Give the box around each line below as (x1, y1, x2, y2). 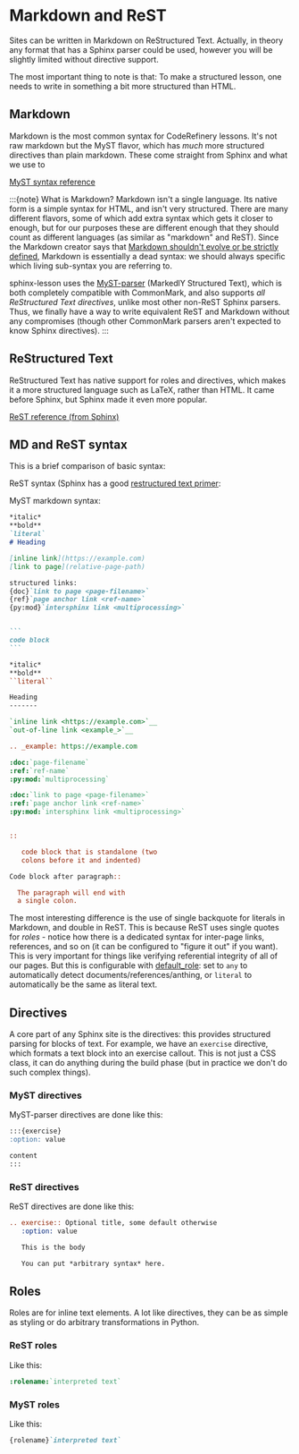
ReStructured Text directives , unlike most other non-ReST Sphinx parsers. (9, 296, 281, 307)
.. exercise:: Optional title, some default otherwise (9, 1219, 218, 1228)
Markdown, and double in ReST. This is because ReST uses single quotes (9, 923, 279, 933)
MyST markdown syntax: (9, 496, 101, 506)
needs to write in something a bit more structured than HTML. (9, 81, 237, 91)
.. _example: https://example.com (9, 742, 138, 751)
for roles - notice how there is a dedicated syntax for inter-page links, (9, 931, 265, 942)
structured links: (9, 578, 78, 587)
